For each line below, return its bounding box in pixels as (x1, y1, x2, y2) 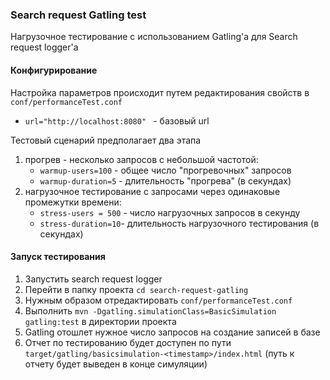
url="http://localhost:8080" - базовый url (24, 114, 210, 127)
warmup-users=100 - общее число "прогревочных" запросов (39, 164, 292, 176)
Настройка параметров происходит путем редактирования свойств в (10, 86, 310, 98)
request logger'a (10, 41, 79, 53)
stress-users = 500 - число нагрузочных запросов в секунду (39, 206, 301, 218)
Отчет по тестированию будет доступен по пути (24, 336, 232, 348)
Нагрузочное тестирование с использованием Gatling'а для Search (10, 31, 298, 43)
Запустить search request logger (24, 273, 163, 285)
